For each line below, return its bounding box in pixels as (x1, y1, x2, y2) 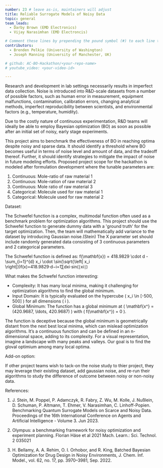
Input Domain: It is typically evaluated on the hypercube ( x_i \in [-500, (12, 293, 153, 299)
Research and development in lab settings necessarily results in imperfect (5, 83, 153, 89)
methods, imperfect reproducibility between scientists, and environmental (5, 104, 153, 110)
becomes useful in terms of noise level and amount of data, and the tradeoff (5, 149, 158, 154)
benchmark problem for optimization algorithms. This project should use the (5, 218, 157, 224)
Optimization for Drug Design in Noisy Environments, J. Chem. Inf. (12, 452, 144, 458)
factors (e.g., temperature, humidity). (5, 109, 79, 115)
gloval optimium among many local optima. (5, 344, 91, 350)
